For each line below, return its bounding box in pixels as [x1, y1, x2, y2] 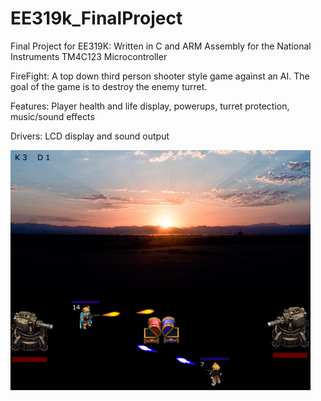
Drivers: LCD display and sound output [10, 130, 170, 142]
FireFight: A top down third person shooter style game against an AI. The [10, 70, 310, 82]
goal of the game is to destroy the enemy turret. [10, 80, 208, 92]
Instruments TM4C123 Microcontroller [10, 50, 168, 62]
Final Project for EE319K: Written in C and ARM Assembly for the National [10, 40, 312, 52]
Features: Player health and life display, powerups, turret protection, [10, 100, 290, 112]
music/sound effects [10, 110, 95, 122]
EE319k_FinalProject [10, 7, 183, 30]
